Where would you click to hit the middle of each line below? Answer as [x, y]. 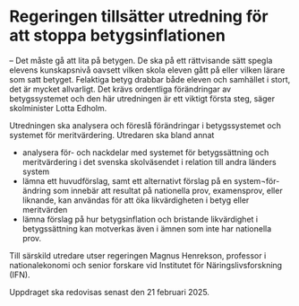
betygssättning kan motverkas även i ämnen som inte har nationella [147, 228]
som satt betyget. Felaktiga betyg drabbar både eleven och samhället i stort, [150, 79]
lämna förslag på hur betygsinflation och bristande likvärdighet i [140, 219]
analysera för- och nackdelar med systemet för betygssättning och [145, 152]
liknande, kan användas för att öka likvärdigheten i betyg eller [136, 200]
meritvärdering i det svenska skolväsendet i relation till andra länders [149, 162]
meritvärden [45, 209]
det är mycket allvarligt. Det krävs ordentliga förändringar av [120, 89]
